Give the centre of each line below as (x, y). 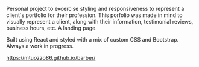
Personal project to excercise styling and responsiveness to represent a (95, 9)
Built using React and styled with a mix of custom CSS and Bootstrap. (93, 40)
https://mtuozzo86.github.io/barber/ (51, 58)
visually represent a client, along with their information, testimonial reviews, (100, 21)
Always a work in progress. (40, 46)
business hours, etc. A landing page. (52, 28)
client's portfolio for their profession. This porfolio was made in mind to (94, 15)
